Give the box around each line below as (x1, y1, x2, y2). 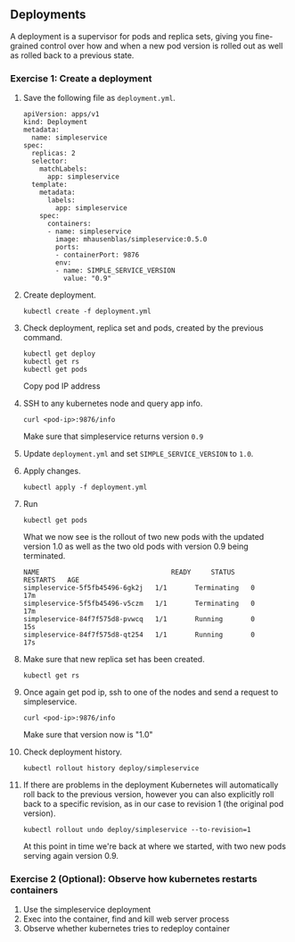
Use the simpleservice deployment (22, 904, 152, 915)
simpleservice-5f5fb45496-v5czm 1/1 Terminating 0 (22, 599, 256, 609)
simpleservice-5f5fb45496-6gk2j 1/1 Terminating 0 (22, 584, 256, 593)
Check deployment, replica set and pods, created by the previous (22, 323, 264, 333)
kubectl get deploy (22, 349, 96, 358)
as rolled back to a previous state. (10, 49, 135, 61)
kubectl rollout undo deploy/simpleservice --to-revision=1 (22, 826, 251, 835)
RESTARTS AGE (22, 576, 80, 585)
